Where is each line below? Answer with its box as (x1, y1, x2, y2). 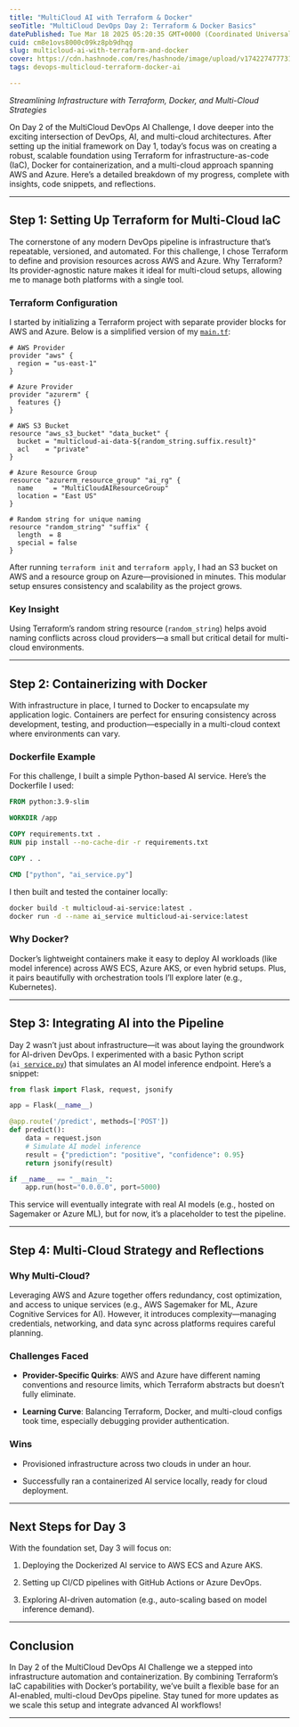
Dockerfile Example (9, 750, 96, 763)
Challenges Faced (9, 1349, 89, 1362)
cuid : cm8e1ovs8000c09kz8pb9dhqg (9, 37, 133, 47)
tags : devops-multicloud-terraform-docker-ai (9, 63, 181, 72)
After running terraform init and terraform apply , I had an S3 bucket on (9, 561, 279, 572)
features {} (17, 397, 62, 406)
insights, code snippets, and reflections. (9, 178, 156, 189)
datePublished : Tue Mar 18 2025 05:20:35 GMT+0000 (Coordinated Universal (9, 29, 293, 38)
